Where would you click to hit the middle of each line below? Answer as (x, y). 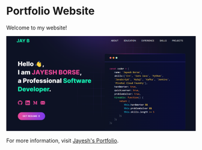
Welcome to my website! (37, 28)
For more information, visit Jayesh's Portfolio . (63, 141)
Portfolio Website (50, 11)
